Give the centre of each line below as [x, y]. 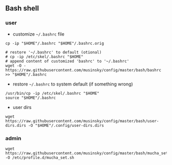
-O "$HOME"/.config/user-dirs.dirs [66, 125]
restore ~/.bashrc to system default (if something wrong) [73, 84]
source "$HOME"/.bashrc [31, 98]
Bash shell [22, 8]
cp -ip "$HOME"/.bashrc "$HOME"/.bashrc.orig [55, 43]
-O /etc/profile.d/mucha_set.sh [40, 157]
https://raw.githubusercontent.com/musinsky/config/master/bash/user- [82, 121]
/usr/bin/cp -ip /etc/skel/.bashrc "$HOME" [52, 93]
